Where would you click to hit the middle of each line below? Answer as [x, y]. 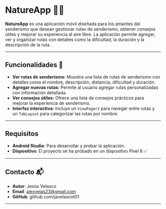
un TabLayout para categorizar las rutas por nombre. [65, 114]
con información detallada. [40, 92]
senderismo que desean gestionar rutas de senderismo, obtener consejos [80, 29]
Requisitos [22, 134]
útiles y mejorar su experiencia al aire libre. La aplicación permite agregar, [80, 34]
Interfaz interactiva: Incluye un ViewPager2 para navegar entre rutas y [83, 108]
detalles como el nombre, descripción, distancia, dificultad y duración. [84, 82]
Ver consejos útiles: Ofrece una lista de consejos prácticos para [78, 98]
